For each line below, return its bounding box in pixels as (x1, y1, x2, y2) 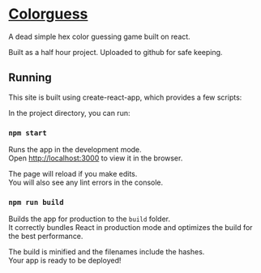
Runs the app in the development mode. (8, 145, 142, 155)
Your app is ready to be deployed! (8, 256, 122, 266)
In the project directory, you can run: (8, 108, 130, 117)
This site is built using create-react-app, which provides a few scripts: (8, 92, 242, 102)
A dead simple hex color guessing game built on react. (8, 32, 190, 41)
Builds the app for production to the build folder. (8, 214, 171, 224)
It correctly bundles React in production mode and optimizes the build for (8, 223, 253, 232)
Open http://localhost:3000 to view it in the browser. (8, 153, 183, 163)
